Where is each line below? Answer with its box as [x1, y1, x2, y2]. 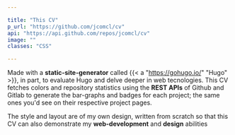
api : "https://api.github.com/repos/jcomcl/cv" [7, 30, 151, 37]
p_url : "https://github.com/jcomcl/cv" [7, 23, 125, 30]
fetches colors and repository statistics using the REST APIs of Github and [7, 83, 224, 92]
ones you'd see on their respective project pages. [7, 98, 152, 107]
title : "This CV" [7, 16, 59, 23]
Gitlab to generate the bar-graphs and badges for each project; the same [7, 91, 220, 100]
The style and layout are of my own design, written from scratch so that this [7, 112, 229, 121]
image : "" [7, 36, 37, 43]
